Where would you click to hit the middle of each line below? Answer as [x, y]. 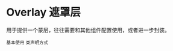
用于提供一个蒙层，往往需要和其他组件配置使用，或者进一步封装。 [88, 30]
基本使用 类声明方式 [27, 43]
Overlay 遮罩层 [44, 12]
